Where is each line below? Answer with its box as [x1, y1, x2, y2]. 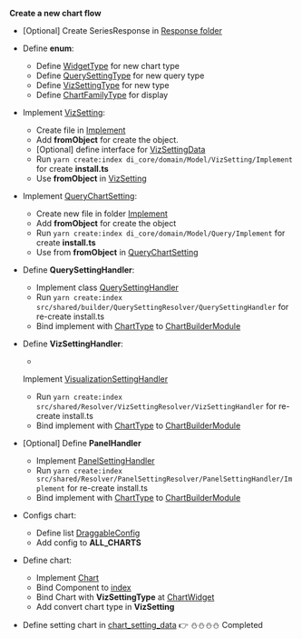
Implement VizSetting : [22, 107, 106, 117]
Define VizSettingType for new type [35, 80, 170, 90]
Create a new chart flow [9, 8, 102, 18]
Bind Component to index [35, 582, 132, 593]
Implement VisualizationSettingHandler [22, 374, 169, 384]
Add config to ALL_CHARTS [35, 537, 142, 548]
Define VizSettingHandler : [22, 338, 124, 349]
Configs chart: [22, 510, 77, 521]
